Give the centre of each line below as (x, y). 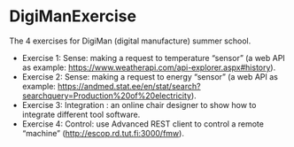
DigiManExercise (73, 16)
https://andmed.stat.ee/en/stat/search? (129, 86)
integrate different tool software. (81, 114)
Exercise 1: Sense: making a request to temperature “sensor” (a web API (153, 58)
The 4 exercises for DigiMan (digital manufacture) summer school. (130, 41)
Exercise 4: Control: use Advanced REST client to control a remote (143, 124)
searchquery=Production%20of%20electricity (107, 96)
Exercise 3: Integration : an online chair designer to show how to (139, 104)
